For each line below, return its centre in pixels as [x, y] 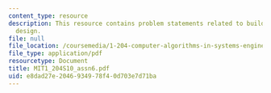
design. [29, 31]
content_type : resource [48, 16]
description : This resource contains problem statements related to [126, 23]
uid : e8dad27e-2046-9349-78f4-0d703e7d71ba [83, 76]
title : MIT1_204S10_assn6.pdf [59, 69]
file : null [27, 38]
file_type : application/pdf [56, 53]
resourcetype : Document [48, 61]
